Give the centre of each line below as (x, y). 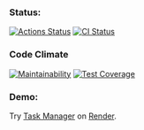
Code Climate (39, 55)
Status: (25, 12)
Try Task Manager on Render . (63, 116)
